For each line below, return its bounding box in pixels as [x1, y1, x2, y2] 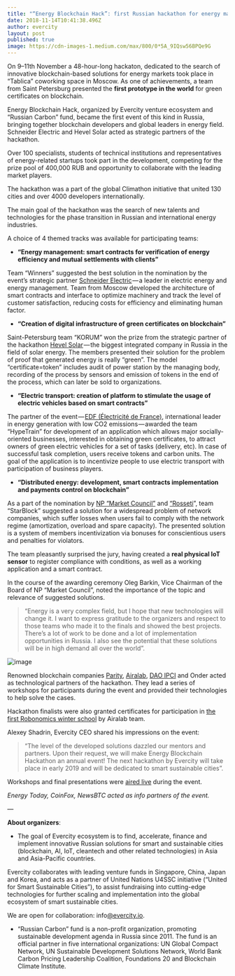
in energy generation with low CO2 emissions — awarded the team [7, 420, 198, 428]
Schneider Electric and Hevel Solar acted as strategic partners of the [7, 128, 206, 136]
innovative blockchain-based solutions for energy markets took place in [7, 69, 214, 78]
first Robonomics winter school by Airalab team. [7, 715, 145, 722]
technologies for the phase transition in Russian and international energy [7, 213, 217, 221]
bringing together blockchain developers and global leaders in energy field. [7, 121, 225, 128]
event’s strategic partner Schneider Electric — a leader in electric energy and [7, 276, 227, 284]
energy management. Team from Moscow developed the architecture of [7, 284, 215, 291]
